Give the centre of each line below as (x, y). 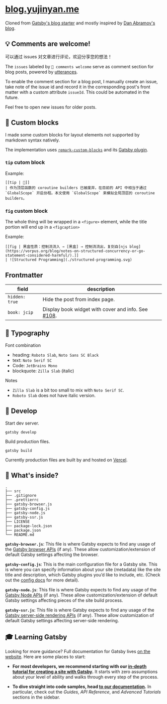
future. (12, 97)
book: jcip (20, 312)
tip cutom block (25, 162)
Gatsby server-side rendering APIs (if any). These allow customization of (80, 615)
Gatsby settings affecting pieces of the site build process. (64, 600)
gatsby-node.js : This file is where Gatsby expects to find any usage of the (81, 590)
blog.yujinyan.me (42, 9)
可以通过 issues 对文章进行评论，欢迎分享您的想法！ (59, 56)
